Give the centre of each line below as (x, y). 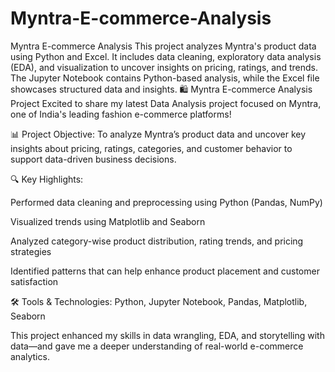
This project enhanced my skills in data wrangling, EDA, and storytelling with (167, 335)
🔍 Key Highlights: (47, 179)
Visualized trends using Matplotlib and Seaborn (108, 221)
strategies (31, 251)
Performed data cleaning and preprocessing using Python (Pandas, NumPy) (166, 202)
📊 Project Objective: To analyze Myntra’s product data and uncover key (158, 134)
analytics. (30, 356)
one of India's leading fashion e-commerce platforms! (121, 114)
